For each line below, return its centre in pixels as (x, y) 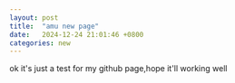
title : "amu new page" (54, 26)
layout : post (34, 18)
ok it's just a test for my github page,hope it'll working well (118, 69)
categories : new (40, 43)
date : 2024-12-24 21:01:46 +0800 (77, 34)
